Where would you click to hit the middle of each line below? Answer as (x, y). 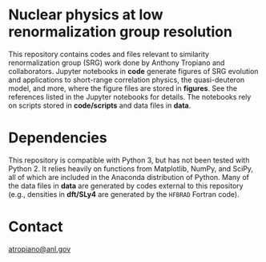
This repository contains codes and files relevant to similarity (109, 54)
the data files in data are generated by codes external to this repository (126, 186)
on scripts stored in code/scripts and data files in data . (100, 105)
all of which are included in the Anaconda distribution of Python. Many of (129, 177)
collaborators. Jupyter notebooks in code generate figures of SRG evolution (133, 71)
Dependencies (58, 138)
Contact (36, 227)
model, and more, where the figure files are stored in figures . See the (123, 88)
